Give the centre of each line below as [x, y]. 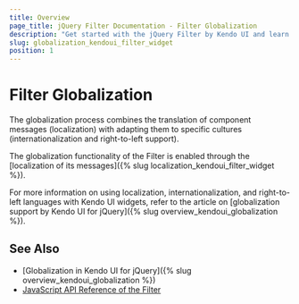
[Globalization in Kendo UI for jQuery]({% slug [107, 270]
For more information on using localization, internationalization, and [133, 192]
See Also [34, 249]
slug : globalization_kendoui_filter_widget [91, 42]
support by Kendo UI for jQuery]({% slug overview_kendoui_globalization [144, 212]
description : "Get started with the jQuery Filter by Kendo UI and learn [149, 34]
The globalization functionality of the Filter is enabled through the [129, 156]
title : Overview [39, 17]
